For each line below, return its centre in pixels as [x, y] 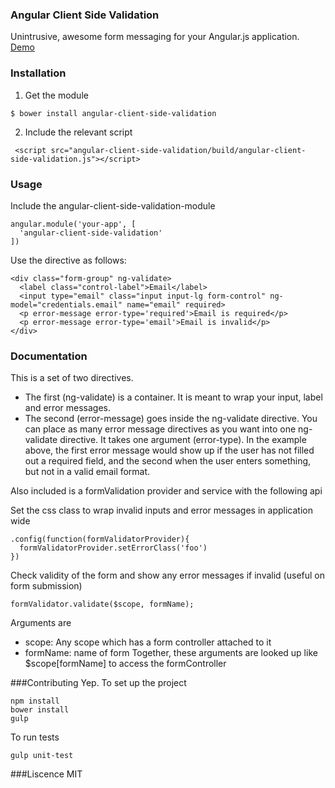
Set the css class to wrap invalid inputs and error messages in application [161, 510]
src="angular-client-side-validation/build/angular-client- [178, 150]
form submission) [46, 586]
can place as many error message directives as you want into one [160, 429]
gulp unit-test [42, 756]
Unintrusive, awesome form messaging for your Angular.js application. [155, 37]
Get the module [56, 95]
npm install [35, 701]
